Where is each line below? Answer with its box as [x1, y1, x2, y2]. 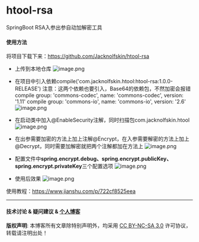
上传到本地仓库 [14, 66, 52, 73]
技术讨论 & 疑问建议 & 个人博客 [6, 208, 81, 215]
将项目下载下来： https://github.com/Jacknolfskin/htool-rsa [6, 53, 150, 60]
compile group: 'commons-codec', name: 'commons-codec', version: [14, 92, 184, 99]
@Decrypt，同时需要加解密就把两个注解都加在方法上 [14, 143, 144, 150]
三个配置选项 [82, 163, 114, 170]
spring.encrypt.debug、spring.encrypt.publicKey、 [40, 155, 172, 162]
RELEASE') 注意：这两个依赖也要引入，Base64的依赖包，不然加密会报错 [14, 85, 191, 92]
